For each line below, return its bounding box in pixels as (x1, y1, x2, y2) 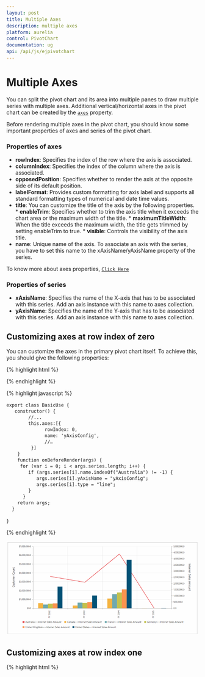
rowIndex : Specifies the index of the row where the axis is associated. (15, 156, 192, 164)
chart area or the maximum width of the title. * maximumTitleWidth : (15, 214, 187, 222)
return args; (17, 500, 51, 506)
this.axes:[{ (28, 421, 62, 427)
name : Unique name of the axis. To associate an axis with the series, (15, 241, 188, 248)
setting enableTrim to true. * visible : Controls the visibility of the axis (15, 228, 188, 235)
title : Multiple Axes (6, 16, 62, 23)
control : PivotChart (6, 35, 59, 42)
